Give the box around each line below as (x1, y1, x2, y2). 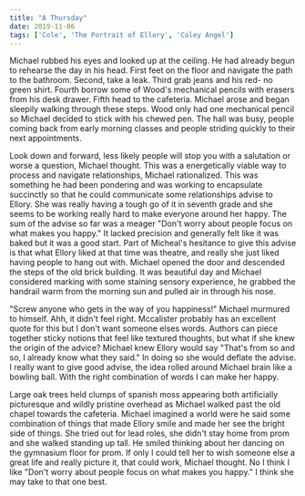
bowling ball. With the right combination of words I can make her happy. (9, 371, 280, 383)
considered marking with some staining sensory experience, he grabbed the (9, 276, 296, 287)
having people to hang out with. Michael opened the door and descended (9, 257, 285, 268)
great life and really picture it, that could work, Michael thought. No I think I (9, 457, 290, 468)
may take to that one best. (9, 476, 107, 488)
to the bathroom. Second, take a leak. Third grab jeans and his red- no (9, 75, 273, 86)
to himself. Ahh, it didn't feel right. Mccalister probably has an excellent (9, 314, 276, 325)
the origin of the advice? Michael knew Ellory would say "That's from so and (9, 343, 296, 354)
